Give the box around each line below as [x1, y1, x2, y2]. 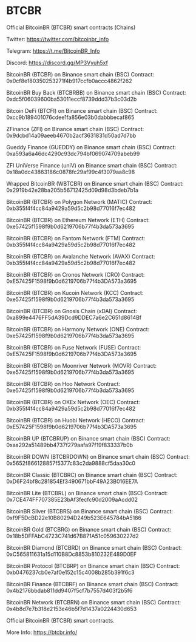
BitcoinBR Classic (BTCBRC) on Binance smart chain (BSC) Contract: [6, 471, 178, 478]
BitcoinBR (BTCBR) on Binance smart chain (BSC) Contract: [6, 70, 155, 78]
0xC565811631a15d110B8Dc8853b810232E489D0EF [6, 550, 137, 558]
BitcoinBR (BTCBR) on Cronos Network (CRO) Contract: [6, 271, 145, 278]
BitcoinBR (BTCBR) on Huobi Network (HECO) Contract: [6, 416, 146, 424]
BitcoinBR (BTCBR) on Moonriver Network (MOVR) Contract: [6, 362, 157, 369]
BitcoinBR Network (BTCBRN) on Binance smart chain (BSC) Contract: [6, 598, 181, 606]
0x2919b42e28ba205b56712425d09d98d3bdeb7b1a [6, 186, 138, 194]
